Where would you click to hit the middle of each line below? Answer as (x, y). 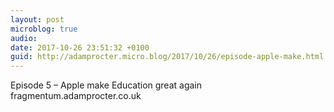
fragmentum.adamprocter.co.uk (76, 96)
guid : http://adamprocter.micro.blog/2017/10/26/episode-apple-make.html (167, 57)
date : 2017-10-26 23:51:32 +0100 (80, 47)
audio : (24, 38)
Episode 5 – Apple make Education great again (106, 85)
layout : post (37, 19)
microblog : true (44, 29)
